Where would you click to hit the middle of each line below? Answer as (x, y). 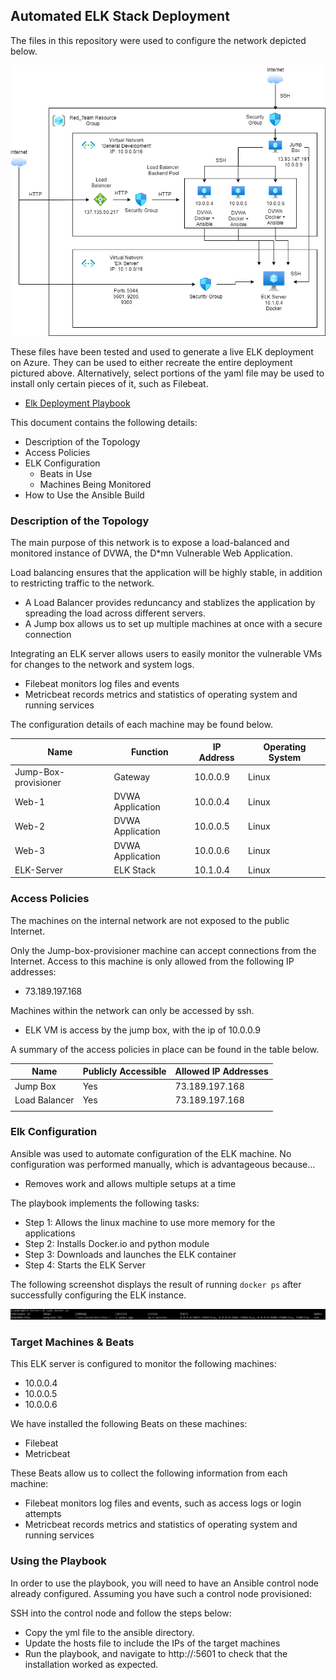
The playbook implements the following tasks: (105, 1203)
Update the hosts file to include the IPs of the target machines (152, 1643)
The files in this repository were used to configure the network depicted (158, 40)
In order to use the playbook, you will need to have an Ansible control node (164, 1583)
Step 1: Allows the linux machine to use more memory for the (150, 1222)
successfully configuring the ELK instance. (98, 1295)
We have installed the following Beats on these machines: (129, 1424)
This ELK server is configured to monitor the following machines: (143, 1364)
